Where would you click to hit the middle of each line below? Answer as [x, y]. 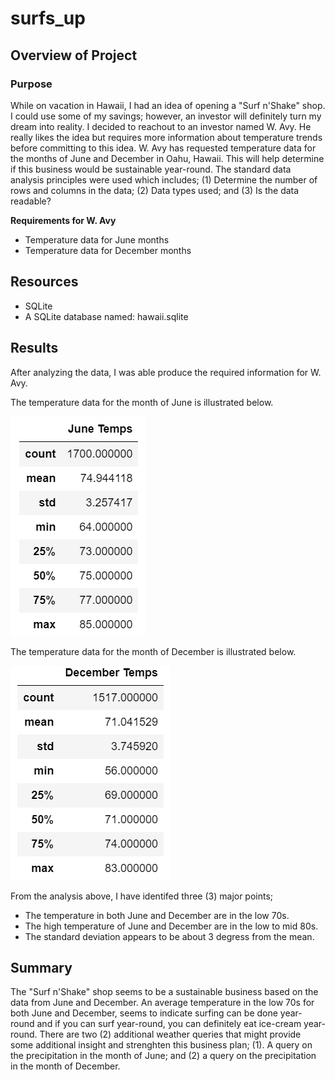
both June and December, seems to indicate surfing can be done [144, 1013]
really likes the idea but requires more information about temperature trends [166, 137]
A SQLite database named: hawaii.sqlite [106, 316]
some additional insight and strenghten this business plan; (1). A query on [161, 1045]
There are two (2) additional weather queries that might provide [170, 1034]
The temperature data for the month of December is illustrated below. [153, 651]
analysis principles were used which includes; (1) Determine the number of [164, 179]
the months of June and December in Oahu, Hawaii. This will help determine [167, 158]
